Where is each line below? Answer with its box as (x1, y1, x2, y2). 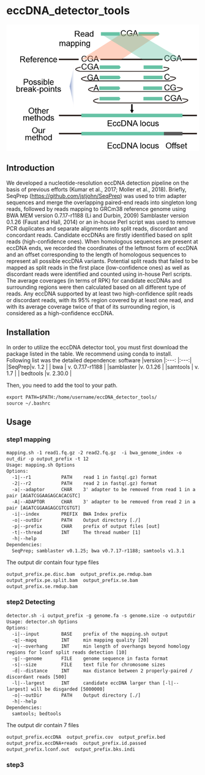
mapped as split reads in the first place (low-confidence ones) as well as (6, 264, 190, 271)
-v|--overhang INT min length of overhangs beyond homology (12, 643, 190, 649)
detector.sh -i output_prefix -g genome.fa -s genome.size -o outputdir (6, 613, 196, 619)
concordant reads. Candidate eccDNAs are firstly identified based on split (6, 231, 193, 239)
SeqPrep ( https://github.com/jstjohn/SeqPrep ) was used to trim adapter (6, 192, 187, 199)
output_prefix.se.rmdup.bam (6, 584, 78, 590)
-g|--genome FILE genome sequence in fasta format (12, 655, 168, 662)
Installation (6, 327, 50, 338)
